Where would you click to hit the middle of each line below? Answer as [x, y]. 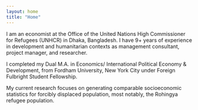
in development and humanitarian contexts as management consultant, [93, 46]
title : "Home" [24, 17]
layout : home [22, 11]
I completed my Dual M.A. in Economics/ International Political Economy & [96, 64]
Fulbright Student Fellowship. [42, 76]
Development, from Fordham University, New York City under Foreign [91, 70]
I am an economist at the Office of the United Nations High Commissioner [96, 34]
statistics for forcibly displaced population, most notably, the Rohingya [92, 94]
